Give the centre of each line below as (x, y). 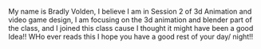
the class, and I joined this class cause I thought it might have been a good (131, 28)
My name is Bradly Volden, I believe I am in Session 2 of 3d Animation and (130, 11)
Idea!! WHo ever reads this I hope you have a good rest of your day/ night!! (131, 36)
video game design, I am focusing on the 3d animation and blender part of (130, 20)
